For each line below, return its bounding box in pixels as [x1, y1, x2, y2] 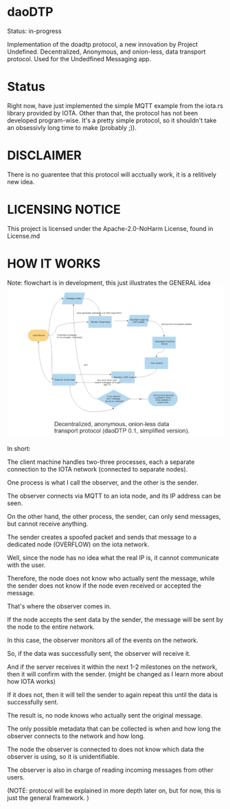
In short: [7, 444, 31, 452]
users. [7, 773, 25, 781]
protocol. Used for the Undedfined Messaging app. [7, 54, 152, 63]
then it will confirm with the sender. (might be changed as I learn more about [7, 669, 224, 678]
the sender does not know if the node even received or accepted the [7, 581, 201, 590]
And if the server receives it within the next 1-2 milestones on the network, [7, 663, 218, 671]
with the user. [7, 561, 46, 569]
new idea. [7, 177, 35, 186]
